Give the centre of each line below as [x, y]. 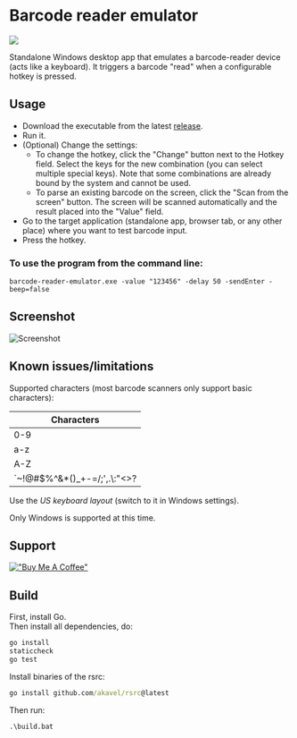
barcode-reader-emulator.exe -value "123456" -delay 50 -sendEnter [137, 282]
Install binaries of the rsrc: [57, 676]
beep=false [29, 290]
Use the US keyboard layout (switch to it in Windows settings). [124, 500]
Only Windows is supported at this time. [82, 517]
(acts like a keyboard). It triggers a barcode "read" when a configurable [140, 66]
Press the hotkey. [54, 240]
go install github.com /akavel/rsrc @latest [89, 693]
